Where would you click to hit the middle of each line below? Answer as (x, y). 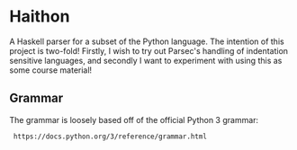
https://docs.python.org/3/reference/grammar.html (110, 137)
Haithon (40, 17)
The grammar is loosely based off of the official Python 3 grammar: (134, 119)
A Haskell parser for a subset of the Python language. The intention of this (147, 41)
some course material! (51, 70)
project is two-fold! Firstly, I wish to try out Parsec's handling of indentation (149, 50)
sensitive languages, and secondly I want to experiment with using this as (146, 60)
